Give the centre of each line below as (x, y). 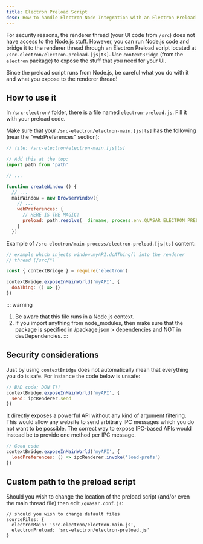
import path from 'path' (37, 165)
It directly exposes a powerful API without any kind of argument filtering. (96, 415)
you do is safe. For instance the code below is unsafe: (73, 376)
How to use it (31, 98)
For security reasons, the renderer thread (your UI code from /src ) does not (101, 35)
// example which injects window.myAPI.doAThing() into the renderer (96, 254)
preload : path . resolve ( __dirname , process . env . (83, 221)
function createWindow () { (42, 186)
